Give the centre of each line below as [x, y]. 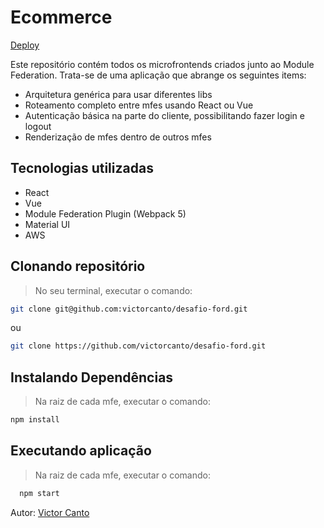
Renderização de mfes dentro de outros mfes [118, 137]
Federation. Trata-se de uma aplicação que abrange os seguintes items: [158, 75]
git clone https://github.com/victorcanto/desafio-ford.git [138, 346]
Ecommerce [61, 17]
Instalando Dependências [92, 377]
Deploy [25, 45]
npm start [39, 493]
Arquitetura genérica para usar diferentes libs [118, 94]
